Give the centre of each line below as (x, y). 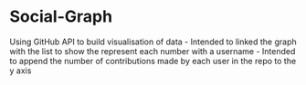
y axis (21, 71)
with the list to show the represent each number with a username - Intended (153, 51)
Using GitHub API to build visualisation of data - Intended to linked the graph (153, 42)
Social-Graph (61, 17)
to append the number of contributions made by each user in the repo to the (153, 61)
